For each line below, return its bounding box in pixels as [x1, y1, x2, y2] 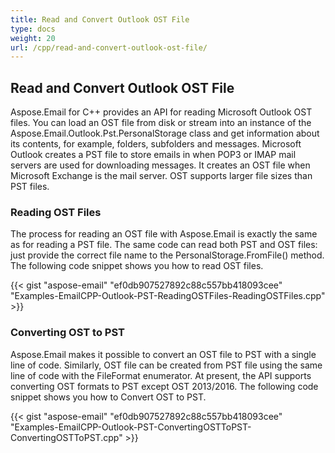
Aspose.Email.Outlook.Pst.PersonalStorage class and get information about [10, 127, 320, 140]
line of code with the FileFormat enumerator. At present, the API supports [10, 369, 312, 381]
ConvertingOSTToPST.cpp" [10, 431, 123, 443]
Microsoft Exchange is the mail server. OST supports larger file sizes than [10, 170, 313, 182]
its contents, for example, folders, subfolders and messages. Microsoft [10, 138, 302, 150]
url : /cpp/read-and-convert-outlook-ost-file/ [10, 42, 208, 53]
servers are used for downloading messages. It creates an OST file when [10, 159, 311, 171]
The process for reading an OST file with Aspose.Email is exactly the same [10, 228, 318, 240]
